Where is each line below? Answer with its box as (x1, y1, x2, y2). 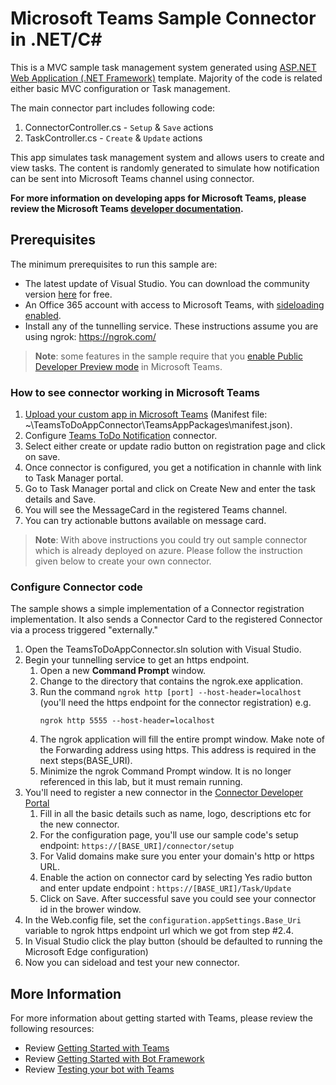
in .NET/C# (10, 28, 103, 51)
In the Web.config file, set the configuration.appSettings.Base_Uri (24, 914, 302, 926)
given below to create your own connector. (34, 555, 212, 567)
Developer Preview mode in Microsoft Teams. (34, 360, 223, 372)
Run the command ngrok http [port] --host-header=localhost (39, 686, 302, 698)
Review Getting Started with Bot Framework (24, 1053, 205, 1065)
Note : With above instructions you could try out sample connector (34, 534, 308, 546)
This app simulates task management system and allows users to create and (10, 151, 325, 163)
